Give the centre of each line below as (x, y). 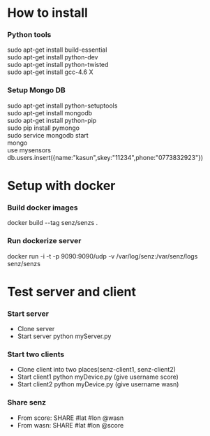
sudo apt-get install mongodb (50, 112)
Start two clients (36, 354)
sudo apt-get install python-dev (53, 57)
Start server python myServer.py (64, 336)
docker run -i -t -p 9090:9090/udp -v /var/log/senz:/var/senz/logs (103, 256)
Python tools (29, 35)
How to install (48, 13)
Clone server (36, 329)
